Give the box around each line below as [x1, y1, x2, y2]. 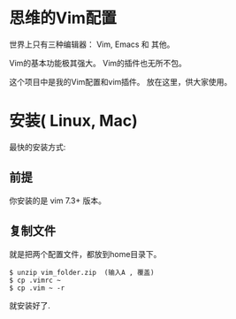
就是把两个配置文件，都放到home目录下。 [9, 248, 162, 259]
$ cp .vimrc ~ [9, 276, 62, 285]
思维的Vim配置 [9, 8, 118, 28]
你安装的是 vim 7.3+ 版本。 [9, 195, 107, 206]
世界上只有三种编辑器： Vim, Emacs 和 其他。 [9, 39, 175, 49]
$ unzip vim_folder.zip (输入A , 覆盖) [9, 268, 155, 277]
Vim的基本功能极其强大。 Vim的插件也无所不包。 [9, 57, 187, 68]
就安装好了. [9, 300, 51, 310]
